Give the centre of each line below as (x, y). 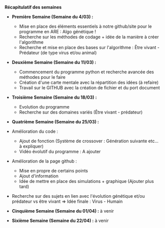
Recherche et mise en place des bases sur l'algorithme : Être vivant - (89, 47)
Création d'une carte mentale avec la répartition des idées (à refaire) (89, 82)
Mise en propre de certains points (54, 171)
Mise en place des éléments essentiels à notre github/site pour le (85, 26)
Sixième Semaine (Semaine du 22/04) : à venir (60, 221)
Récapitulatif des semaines (33, 7)
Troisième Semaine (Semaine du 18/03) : (54, 97)
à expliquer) (31, 146)
